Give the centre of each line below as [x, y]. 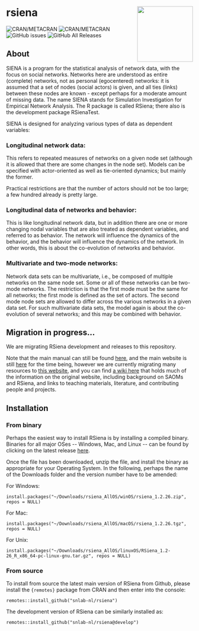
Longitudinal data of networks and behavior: [71, 210]
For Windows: [23, 486]
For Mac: [17, 513]
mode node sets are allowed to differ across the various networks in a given [99, 301]
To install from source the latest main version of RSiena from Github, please [98, 584]
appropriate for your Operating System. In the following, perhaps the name [97, 468]
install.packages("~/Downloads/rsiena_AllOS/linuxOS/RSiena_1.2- [88, 551]
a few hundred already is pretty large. [52, 195]
